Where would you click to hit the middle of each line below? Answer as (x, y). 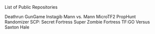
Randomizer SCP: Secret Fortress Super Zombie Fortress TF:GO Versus (77, 22)
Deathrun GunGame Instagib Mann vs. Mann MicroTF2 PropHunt (70, 17)
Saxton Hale (17, 27)
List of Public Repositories (31, 7)
